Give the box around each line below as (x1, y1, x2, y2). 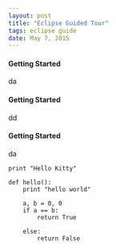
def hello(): (8, 178, 52, 187)
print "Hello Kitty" (8, 164, 78, 172)
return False (37, 234, 81, 243)
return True (37, 213, 78, 221)
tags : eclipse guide (8, 26, 78, 34)
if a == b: (22, 206, 59, 215)
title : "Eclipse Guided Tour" (8, 19, 110, 27)
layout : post (8, 11, 52, 20)
